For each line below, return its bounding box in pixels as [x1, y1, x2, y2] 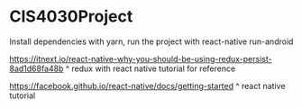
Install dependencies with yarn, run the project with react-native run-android [9, 36, 294, 47]
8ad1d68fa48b [9, 63, 64, 74]
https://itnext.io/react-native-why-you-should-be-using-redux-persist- [9, 53, 272, 64]
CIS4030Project [9, 6, 133, 27]
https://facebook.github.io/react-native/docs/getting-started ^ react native [9, 80, 286, 91]
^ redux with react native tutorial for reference [65, 63, 236, 74]
